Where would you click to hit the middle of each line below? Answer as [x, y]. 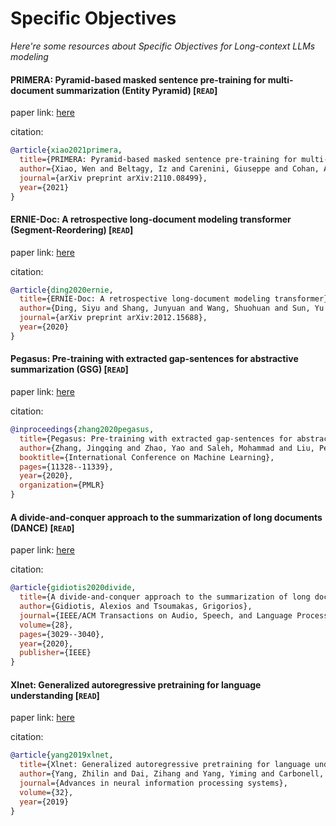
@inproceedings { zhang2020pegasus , [82, 430]
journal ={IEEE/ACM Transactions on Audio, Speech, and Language [156, 615]
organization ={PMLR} [62, 485]
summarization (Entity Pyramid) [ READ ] [136, 90]
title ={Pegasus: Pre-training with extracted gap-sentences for [156, 438]
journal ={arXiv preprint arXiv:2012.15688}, [113, 318]
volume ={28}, [46, 625]
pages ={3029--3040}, [62, 634]
